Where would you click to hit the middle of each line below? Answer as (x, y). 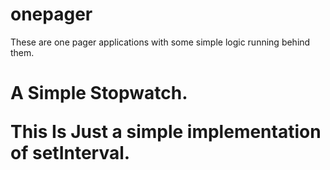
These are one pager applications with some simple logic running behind (160, 42)
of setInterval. (70, 153)
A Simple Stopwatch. (99, 93)
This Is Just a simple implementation (166, 132)
